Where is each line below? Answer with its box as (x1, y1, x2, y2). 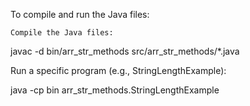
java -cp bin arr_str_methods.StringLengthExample (10, 84, 220, 96)
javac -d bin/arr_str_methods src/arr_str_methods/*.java (10, 45, 240, 57)
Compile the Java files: (10, 28, 114, 38)
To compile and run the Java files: (10, 9, 150, 20)
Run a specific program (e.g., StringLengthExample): (10, 65, 227, 76)
